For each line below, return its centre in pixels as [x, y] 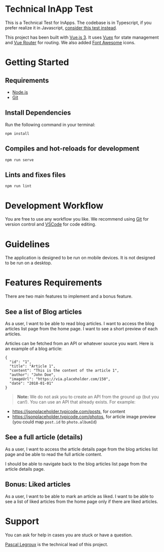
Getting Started [37, 63]
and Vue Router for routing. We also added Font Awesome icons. [70, 42]
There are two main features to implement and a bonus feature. [69, 296]
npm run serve [20, 160]
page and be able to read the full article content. [54, 454]
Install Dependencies [38, 113]
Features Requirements [54, 283]
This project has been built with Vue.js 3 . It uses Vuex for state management [82, 37]
